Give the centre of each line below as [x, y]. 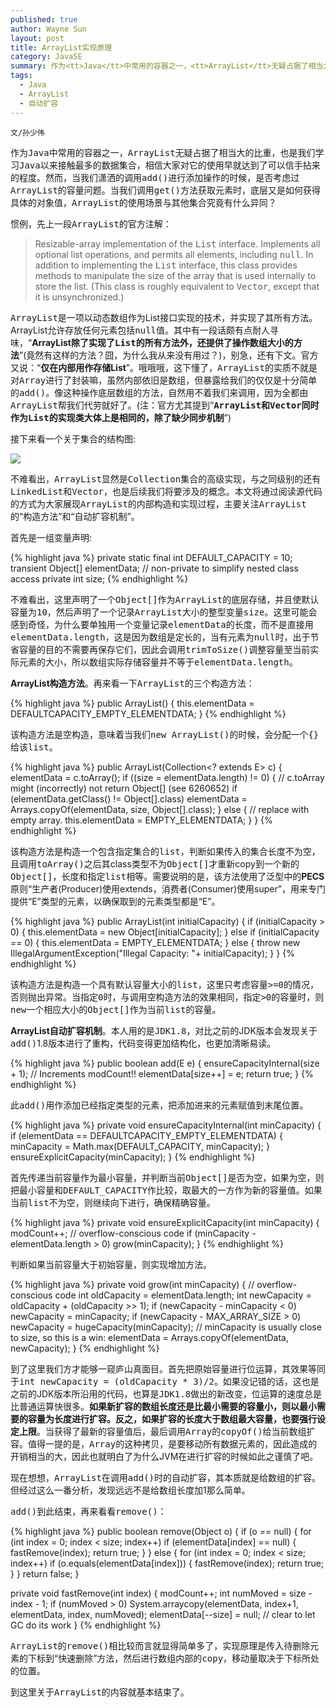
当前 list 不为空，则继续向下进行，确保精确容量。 [113, 1202]
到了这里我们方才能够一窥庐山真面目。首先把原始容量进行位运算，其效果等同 [168, 1368]
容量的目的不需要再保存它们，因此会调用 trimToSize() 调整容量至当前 [164, 649]
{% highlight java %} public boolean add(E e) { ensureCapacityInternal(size [165, 1063]
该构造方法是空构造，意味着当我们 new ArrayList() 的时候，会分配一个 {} [165, 734]
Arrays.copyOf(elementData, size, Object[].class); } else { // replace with [160, 809]
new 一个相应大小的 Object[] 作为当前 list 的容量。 [116, 1009]
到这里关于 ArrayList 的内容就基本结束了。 [100, 1692]
